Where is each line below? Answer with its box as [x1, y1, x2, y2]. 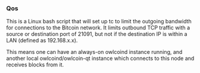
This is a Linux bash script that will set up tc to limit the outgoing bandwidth [6, 18, 192, 25]
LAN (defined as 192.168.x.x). [6, 37, 78, 44]
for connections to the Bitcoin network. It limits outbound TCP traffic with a [6, 24, 190, 31]
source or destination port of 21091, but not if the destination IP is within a [6, 31, 187, 38]
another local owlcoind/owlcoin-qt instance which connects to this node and [6, 55, 195, 62]
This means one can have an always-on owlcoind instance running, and [6, 48, 183, 56]
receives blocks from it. [6, 61, 64, 68]
